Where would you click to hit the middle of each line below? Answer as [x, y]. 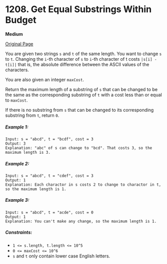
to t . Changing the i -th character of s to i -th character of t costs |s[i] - [81, 59]
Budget [21, 20]
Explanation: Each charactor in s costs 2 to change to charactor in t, [83, 185]
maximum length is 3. [28, 152]
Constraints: [19, 232]
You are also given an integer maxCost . [45, 79]
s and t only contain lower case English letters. [61, 256]
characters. [17, 70]
